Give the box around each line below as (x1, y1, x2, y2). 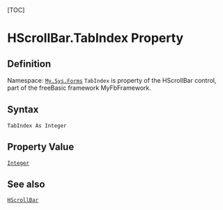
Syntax (7, 104, 39, 115)
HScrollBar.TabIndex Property (7, 31, 184, 46)
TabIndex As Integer (7, 122, 68, 129)
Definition (7, 58, 51, 70)
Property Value (7, 141, 75, 153)
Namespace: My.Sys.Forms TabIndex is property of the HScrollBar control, (7, 76, 217, 84)
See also (7, 179, 45, 191)
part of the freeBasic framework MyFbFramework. (7, 83, 151, 92)
